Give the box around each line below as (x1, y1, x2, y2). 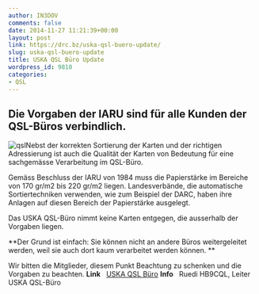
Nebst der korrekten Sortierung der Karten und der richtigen (25, 140, 223, 151)
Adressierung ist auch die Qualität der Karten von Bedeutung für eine (8, 149, 234, 158)
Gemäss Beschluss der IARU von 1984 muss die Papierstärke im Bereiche (8, 173, 249, 182)
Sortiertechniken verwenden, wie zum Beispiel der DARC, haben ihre (8, 189, 232, 199)
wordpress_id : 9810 (8, 63, 73, 71)
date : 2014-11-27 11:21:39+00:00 (8, 26, 119, 34)
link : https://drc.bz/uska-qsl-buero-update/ (8, 41, 161, 49)
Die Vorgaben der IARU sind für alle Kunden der (8, 107, 247, 120)
